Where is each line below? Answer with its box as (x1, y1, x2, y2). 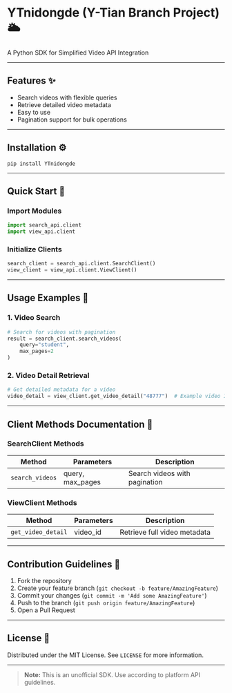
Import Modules (7, 206, 62, 216)
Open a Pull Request (17, 606, 76, 614)
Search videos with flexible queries (17, 93, 117, 102)
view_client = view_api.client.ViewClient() (7, 267, 137, 274)
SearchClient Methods (7, 439, 84, 448)
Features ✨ (7, 75, 56, 87)
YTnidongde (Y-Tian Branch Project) (7, 5, 220, 21)
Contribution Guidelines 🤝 (7, 558, 121, 570)
